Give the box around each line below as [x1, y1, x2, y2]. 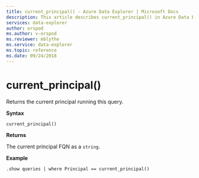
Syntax [6, 109, 24, 116]
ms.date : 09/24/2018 [6, 53, 57, 59]
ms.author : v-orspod [6, 31, 57, 37]
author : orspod [6, 25, 44, 31]
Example [6, 154, 28, 161]
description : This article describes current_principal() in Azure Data [6, 14, 190, 20]
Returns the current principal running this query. [6, 98, 124, 105]
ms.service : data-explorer [6, 42, 73, 48]
